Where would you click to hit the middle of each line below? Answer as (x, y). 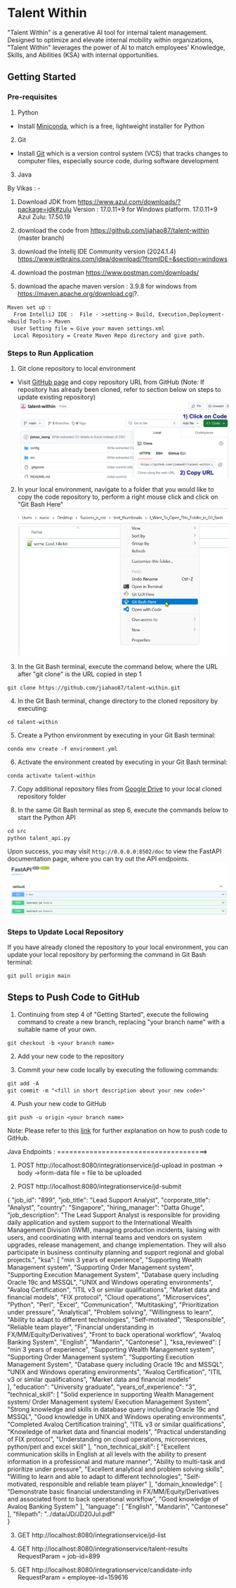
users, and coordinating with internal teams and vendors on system (105, 1237)
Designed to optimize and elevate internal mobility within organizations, (111, 39)
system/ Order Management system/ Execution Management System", (109, 1402)
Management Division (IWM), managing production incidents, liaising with (114, 1230)
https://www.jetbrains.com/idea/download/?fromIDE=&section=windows (123, 259)
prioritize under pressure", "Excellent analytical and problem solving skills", (116, 1469)
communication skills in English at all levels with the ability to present (107, 1454)
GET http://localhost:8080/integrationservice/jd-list (92, 1535)
